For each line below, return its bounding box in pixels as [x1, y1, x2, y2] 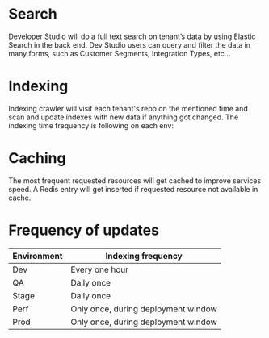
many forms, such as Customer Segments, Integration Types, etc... [8, 48, 231, 58]
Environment [12, 250, 63, 261]
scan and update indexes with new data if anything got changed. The [8, 112, 239, 122]
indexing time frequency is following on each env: [8, 120, 174, 130]
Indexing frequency [105, 250, 183, 261]
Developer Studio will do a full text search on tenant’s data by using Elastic [8, 31, 256, 41]
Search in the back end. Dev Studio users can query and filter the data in [8, 40, 251, 49]
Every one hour [70, 264, 129, 275]
